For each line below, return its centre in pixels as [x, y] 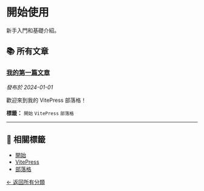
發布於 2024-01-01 [30, 87]
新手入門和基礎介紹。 [33, 30]
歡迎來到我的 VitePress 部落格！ [46, 100]
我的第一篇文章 [28, 73]
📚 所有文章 [28, 51]
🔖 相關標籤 [26, 140]
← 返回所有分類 [26, 182]
